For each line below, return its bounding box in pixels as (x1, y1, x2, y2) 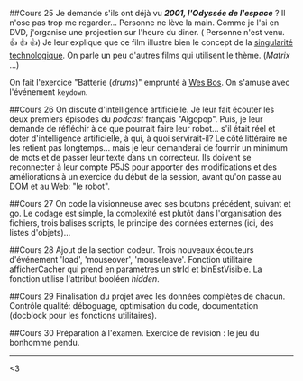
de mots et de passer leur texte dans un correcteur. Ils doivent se (9, 153, 252, 163)
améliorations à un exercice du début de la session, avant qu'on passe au (9, 172, 282, 181)
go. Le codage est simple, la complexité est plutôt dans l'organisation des (9, 208, 282, 218)
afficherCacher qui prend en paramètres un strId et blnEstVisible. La (9, 264, 262, 274)
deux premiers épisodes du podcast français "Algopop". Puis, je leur (9, 114, 263, 125)
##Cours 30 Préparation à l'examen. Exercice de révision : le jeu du (9, 328, 260, 338)
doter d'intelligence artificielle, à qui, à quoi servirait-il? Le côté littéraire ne (9, 133, 288, 144)
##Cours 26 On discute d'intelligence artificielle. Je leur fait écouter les (9, 104, 275, 115)
